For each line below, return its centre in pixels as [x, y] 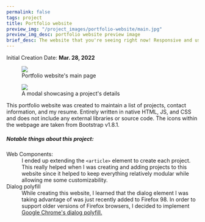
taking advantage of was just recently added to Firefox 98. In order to [109, 199]
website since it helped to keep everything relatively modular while [105, 173]
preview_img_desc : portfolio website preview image [73, 35]
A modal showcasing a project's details [71, 93]
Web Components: [30, 154]
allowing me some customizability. [65, 180]
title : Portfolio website [39, 23]
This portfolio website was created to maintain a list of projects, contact [96, 105]
